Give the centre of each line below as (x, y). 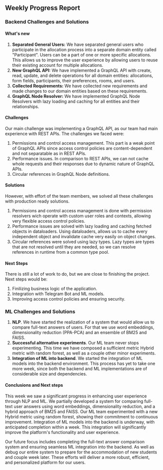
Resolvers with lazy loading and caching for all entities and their (76, 101)
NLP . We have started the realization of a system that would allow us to (83, 322)
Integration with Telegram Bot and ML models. (58, 294)
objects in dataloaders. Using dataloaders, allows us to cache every (80, 231)
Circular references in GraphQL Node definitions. (61, 174)
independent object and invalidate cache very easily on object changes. (84, 236)
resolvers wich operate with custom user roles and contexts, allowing (81, 216)
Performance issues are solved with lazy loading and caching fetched (82, 226)
